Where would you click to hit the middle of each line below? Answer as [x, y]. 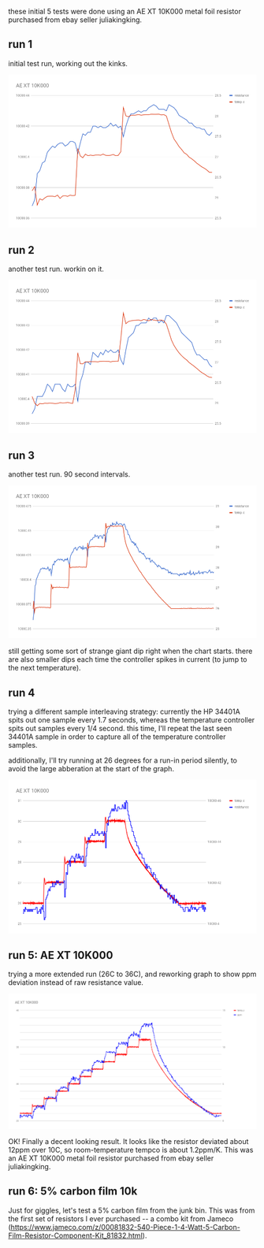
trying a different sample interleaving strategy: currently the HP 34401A [124, 711]
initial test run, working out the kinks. [68, 63]
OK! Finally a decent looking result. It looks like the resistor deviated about [128, 1141]
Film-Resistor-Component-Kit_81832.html [76, 1235]
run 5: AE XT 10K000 [61, 955]
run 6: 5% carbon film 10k [73, 1192]
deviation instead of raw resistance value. [76, 982]
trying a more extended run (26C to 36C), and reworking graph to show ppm [132, 974]
